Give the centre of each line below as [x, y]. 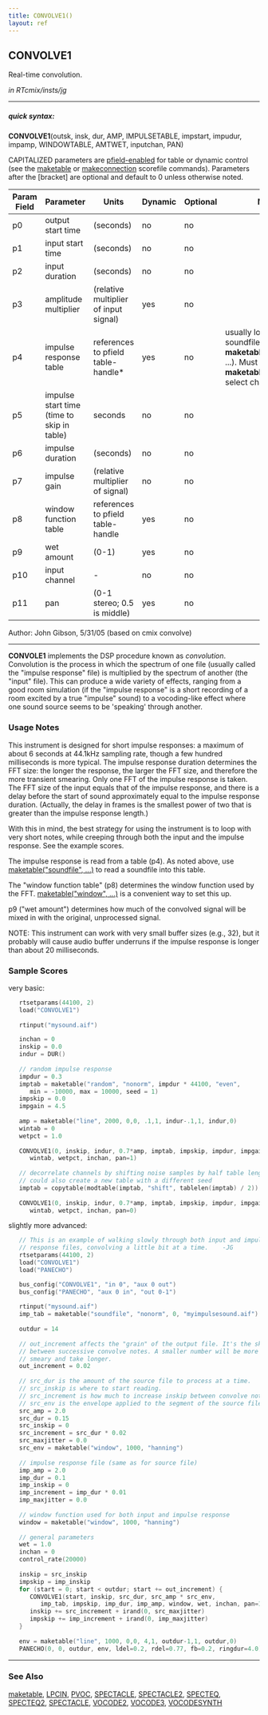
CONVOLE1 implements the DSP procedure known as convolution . [117, 656]
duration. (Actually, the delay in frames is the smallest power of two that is [130, 804]
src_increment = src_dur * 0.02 [73, 1433]
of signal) [111, 491]
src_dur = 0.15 [44, 1418]
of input [108, 309]
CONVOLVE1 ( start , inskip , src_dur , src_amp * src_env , [122, 1597]
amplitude [64, 299]
